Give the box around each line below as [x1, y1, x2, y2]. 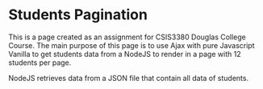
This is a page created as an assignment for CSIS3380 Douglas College [8, 32, 246, 42]
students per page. [8, 58, 72, 67]
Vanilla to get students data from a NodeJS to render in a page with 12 [8, 49, 241, 59]
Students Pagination [8, 6, 148, 24]
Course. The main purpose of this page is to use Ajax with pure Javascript [8, 40, 256, 50]
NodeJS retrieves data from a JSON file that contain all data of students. [8, 73, 248, 83]
